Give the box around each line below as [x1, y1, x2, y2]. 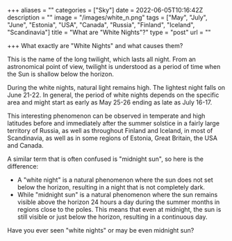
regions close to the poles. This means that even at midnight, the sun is [17, 205, 222, 213]
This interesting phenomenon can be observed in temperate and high [7, 111, 206, 120]
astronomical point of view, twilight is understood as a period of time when [7, 63, 221, 70]
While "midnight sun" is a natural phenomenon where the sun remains [17, 191, 218, 199]
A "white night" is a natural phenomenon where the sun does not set [17, 176, 213, 184]
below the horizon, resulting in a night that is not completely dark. [17, 183, 206, 191]
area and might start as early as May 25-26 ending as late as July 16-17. [7, 98, 213, 107]
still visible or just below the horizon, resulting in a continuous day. [17, 212, 208, 221]
